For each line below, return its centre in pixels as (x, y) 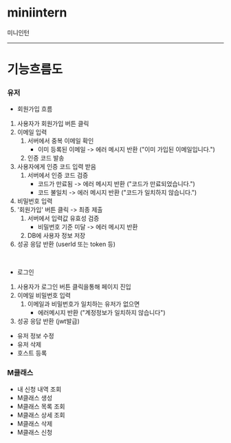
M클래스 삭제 (35, 423)
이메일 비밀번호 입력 (44, 296)
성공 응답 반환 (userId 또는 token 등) (66, 244)
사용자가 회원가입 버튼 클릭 (53, 124)
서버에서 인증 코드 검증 (58, 175)
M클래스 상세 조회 (41, 415)
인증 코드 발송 (46, 158)
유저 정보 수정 (35, 336)
